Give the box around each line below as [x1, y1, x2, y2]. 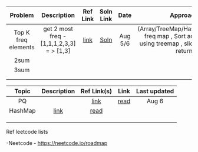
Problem [9, 11, 34, 19]
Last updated [136, 87, 174, 95]
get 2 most [43, 25, 74, 33]
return [176, 47, 193, 55]
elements [9, 43, 35, 51]
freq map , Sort [144, 32, 186, 40]
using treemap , [139, 39, 183, 48]
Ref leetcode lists [6, 129, 48, 135]
